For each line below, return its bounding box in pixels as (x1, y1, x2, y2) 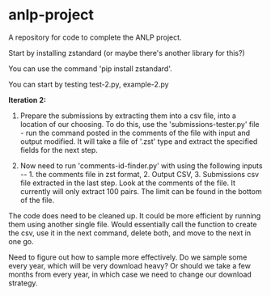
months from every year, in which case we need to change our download (8, 269, 252, 279)
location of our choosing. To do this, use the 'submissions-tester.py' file (19, 119, 260, 129)
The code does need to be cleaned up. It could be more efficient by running (8, 210, 261, 220)
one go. (8, 236, 34, 246)
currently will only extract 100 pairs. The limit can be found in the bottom (19, 186, 262, 196)
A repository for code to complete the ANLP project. (8, 32, 182, 42)
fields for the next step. (19, 145, 99, 154)
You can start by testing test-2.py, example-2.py (8, 79, 169, 89)
